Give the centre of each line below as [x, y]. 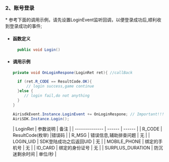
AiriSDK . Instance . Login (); [41, 119]
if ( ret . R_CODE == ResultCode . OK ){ [55, 82]
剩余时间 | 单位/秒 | [37, 154]
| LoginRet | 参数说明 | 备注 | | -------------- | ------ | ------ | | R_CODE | [87, 129]
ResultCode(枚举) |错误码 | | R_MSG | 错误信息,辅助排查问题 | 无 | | [81, 135]
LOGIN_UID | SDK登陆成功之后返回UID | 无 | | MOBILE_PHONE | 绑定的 [85, 141]
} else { [25, 91]
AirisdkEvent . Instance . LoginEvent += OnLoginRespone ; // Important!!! [88, 114]
